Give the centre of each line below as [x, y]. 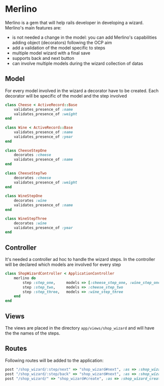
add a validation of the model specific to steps [59, 48]
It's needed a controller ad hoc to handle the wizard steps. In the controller [80, 259]
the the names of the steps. [33, 333]
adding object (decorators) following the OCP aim [62, 42]
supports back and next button [43, 58]
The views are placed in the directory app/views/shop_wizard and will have [80, 328]
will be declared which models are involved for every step [63, 265]
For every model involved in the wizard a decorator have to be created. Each [82, 90]
